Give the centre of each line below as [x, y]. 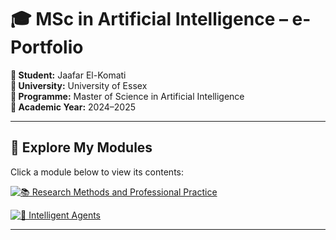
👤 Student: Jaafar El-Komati [68, 75]
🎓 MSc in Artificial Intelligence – [149, 19]
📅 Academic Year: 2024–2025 [73, 107]
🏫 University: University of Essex [79, 85]
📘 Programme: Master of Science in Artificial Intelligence [127, 96]
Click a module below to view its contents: [97, 172]
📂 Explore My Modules [81, 147]
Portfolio [47, 47]
